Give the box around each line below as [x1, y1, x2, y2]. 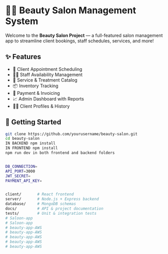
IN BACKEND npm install [5, 141, 56, 146]
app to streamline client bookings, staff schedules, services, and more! [5, 38, 154, 44]
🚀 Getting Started [5, 118, 62, 126]
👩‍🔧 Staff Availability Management [12, 71, 83, 78]
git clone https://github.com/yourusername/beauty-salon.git [5, 131, 138, 137]
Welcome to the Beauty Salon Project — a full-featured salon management [5, 32, 163, 38]
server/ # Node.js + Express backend [5, 196, 99, 202]
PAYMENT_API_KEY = [5, 178, 42, 183]
